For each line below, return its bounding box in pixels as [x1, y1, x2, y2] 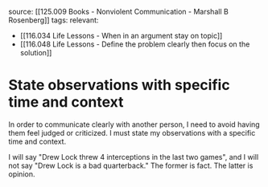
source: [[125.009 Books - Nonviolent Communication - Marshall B [8, 7, 229, 16]
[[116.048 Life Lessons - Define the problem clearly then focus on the [19, 39, 250, 49]
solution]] [19, 48, 52, 57]
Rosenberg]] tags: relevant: [8, 15, 99, 25]
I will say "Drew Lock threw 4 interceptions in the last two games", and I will [8, 152, 259, 161]
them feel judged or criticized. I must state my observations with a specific [8, 128, 256, 137]
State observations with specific [8, 76, 231, 95]
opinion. [8, 169, 35, 179]
